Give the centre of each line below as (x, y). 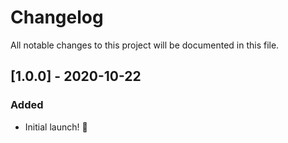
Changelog (57, 17)
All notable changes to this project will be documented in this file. (145, 45)
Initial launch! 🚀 (56, 127)
